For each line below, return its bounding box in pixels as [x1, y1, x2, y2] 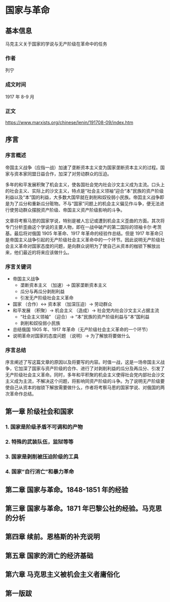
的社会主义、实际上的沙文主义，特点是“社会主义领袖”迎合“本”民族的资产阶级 [5, 188, 164, 194]
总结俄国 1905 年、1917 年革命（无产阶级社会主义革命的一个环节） [12, 326, 151, 332]
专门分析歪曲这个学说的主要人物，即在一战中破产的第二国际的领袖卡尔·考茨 [5, 224, 162, 230]
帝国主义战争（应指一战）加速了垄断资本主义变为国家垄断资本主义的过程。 [5, 164, 160, 170]
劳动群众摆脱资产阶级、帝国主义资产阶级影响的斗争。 [14, 206, 125, 213]
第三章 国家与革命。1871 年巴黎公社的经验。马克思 [5, 504, 162, 513]
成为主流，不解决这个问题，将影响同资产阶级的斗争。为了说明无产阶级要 [14, 378, 165, 384]
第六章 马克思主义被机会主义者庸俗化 [5, 570, 120, 579]
